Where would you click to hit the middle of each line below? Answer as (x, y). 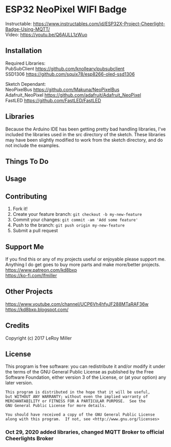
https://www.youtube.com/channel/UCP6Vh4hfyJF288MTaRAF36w (77, 304)
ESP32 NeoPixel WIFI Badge (66, 10)
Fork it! (20, 209)
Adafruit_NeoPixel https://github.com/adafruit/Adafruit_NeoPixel (73, 95)
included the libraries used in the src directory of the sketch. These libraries (85, 134)
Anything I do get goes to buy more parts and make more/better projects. (83, 264)
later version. (19, 383)
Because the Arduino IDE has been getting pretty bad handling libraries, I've (85, 129)
